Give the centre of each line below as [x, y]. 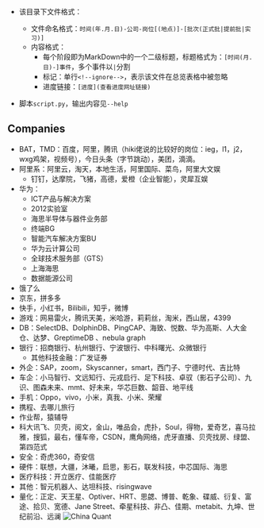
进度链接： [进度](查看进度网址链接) [97, 87]
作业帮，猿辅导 [43, 417]
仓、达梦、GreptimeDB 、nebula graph [82, 337]
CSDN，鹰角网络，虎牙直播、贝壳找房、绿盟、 [178, 437]
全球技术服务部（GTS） [69, 258]
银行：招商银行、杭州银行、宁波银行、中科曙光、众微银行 [113, 347]
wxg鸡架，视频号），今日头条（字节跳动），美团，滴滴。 [109, 159]
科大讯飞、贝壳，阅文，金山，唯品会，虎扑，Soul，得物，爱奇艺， [127, 426]
